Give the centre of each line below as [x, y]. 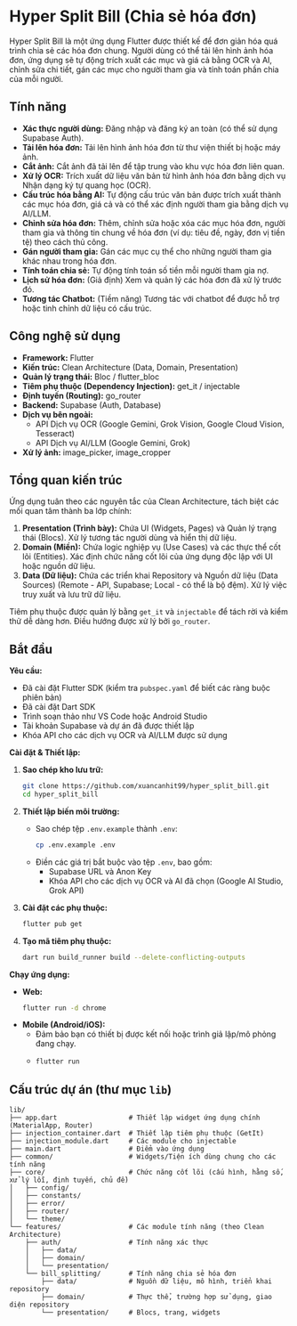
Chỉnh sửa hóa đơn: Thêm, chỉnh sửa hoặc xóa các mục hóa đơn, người [154, 223]
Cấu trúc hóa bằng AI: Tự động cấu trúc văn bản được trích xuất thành [152, 194]
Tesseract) [55, 433]
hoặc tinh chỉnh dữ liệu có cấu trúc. [87, 308]
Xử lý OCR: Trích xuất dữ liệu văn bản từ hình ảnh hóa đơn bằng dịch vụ [154, 175]
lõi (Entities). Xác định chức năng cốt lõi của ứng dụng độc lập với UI [147, 557]
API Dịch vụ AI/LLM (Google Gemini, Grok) [113, 443]
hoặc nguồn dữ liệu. [59, 566]
